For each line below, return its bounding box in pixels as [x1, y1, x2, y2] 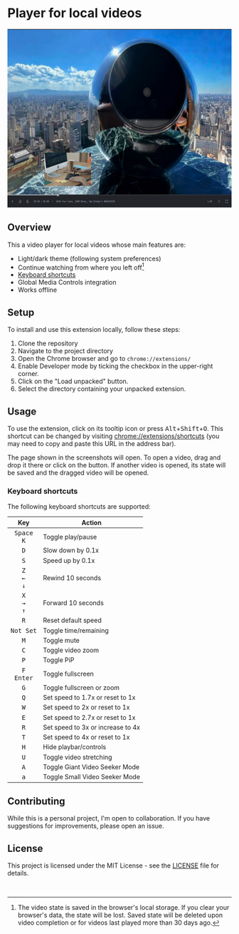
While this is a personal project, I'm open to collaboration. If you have [7, 814, 211, 823]
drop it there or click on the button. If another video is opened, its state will [7, 461, 226, 469]
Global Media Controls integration [17, 278, 117, 287]
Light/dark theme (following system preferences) [17, 254, 161, 263]
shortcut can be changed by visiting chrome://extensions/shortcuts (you [7, 432, 220, 440]
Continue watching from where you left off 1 [17, 262, 144, 272]
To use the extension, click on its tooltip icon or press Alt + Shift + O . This [7, 425, 224, 433]
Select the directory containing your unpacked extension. [17, 385, 186, 393]
